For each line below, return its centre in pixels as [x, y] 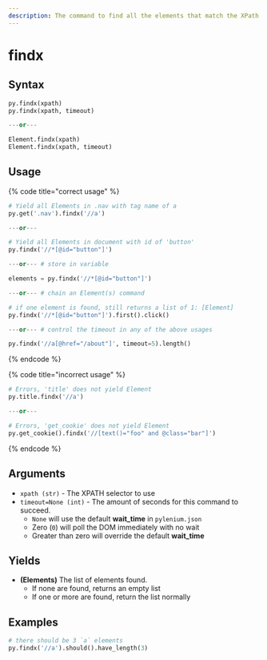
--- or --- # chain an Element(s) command [77, 293]
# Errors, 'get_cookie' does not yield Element [89, 425]
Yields [24, 560]
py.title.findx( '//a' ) [46, 397]
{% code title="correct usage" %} [64, 191]
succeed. [35, 510]
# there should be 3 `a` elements [66, 641]
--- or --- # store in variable [59, 264]
